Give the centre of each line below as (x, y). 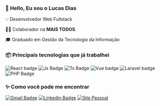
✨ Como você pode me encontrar (47, 87)
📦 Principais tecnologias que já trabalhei (58, 55)
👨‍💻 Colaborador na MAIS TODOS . (41, 30)
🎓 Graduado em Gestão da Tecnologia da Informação (63, 40)
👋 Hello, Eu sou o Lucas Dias (41, 8)
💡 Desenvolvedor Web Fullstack (39, 19)
